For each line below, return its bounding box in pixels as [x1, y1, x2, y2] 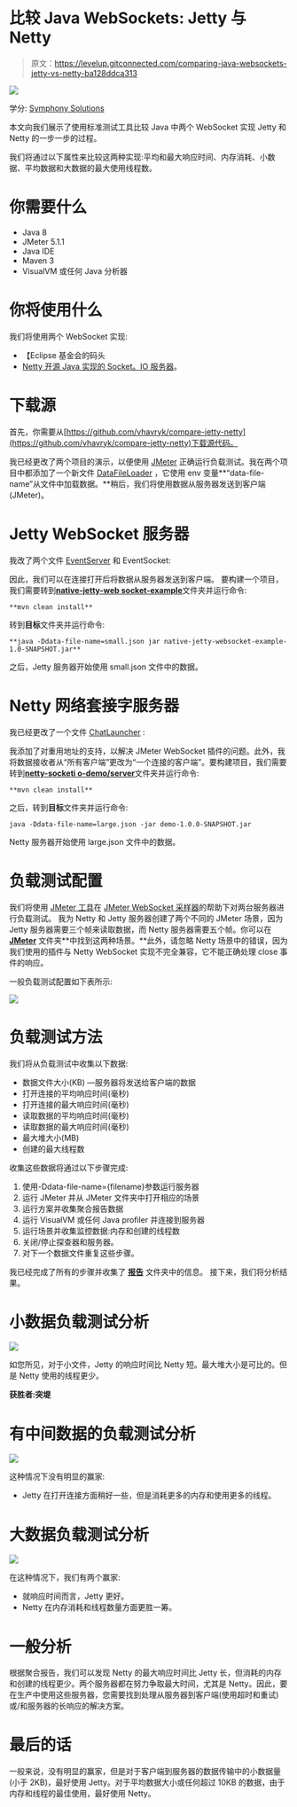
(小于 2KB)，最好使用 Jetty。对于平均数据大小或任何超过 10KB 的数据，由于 [9, 1777, 285, 1787]
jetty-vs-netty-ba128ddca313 [30, 67, 137, 78]
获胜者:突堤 [9, 1389, 51, 1400]
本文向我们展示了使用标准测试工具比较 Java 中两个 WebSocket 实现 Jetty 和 [9, 121, 286, 132]
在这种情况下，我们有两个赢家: [9, 1572, 121, 1583]
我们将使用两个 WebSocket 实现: [9, 331, 129, 341]
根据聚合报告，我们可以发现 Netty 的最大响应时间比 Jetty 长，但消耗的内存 [9, 1668, 282, 1678]
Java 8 [21, 227, 47, 238]
